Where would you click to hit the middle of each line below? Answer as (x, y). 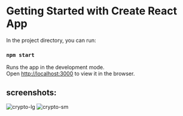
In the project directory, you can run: (51, 40)
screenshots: (31, 92)
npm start (20, 55)
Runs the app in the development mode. (55, 68)
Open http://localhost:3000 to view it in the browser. (71, 74)
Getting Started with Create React (92, 11)
